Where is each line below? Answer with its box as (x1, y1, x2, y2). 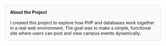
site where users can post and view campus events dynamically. (10, 30, 141, 36)
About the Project (10, 9, 47, 15)
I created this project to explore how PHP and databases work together (10, 20, 155, 26)
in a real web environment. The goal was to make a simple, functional (10, 25, 151, 31)
